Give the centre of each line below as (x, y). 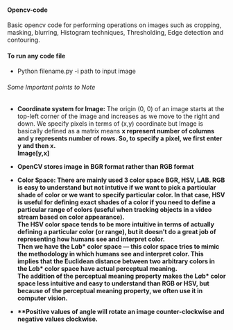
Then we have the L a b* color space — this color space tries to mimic (118, 246)
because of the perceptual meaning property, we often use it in (110, 290)
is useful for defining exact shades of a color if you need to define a (116, 202)
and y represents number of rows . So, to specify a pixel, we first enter (120, 138)
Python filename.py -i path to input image (77, 71)
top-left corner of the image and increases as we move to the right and (119, 116)
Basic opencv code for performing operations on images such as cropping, (114, 25)
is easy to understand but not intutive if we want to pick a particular (116, 187)
